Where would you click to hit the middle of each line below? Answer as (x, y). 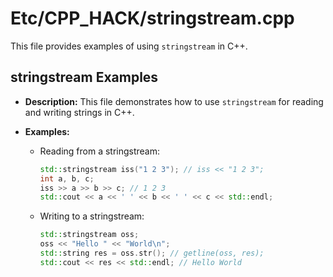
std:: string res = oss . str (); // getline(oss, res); (152, 253)
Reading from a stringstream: (100, 151)
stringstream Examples (84, 77)
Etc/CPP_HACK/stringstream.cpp (152, 18)
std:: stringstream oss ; (89, 235)
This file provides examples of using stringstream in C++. (129, 46)
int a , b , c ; (67, 178)
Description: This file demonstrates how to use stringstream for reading (174, 101)
